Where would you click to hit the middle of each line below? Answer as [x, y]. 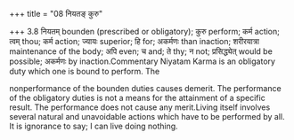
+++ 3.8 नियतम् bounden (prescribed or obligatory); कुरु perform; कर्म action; [145, 31]
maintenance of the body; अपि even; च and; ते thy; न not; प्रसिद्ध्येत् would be [141, 51]
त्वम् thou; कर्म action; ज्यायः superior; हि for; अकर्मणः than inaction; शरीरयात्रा [135, 41]
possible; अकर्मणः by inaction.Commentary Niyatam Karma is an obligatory [143, 61]
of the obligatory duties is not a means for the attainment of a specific [137, 98]
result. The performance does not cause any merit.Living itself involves [140, 107]
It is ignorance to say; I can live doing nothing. [94, 126]
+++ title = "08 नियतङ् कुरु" [56, 14]
